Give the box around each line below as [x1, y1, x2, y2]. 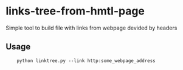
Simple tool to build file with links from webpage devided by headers [5, 24, 178, 31]
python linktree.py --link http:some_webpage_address [16, 57, 156, 64]
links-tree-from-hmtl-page [5, 4, 145, 18]
